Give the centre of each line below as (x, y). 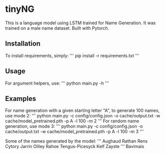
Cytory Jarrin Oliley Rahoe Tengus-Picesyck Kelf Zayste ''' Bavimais (75, 147)
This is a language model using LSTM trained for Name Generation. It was (81, 23)
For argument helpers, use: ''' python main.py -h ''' (57, 83)
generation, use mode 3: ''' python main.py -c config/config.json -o (74, 126)
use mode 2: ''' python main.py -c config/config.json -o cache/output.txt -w (83, 116)
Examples (21, 98)
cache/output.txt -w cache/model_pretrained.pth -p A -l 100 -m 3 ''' (74, 132)
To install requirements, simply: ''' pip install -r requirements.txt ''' (72, 55)
